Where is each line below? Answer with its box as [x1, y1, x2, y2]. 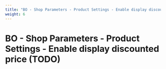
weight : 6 [5, 12, 26, 17]
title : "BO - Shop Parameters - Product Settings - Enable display [5, 7, 147, 12]
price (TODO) [5, 53, 61, 65]
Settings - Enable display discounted [5, 43, 160, 54]
